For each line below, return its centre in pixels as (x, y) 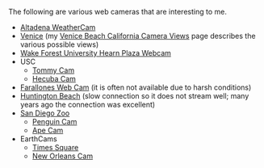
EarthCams (39, 139)
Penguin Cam (54, 122)
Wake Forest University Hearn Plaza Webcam (96, 53)
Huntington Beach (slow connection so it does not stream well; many (134, 96)
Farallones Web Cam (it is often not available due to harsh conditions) (136, 87)
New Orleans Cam (63, 156)
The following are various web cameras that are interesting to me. (118, 12)
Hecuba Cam (54, 79)
